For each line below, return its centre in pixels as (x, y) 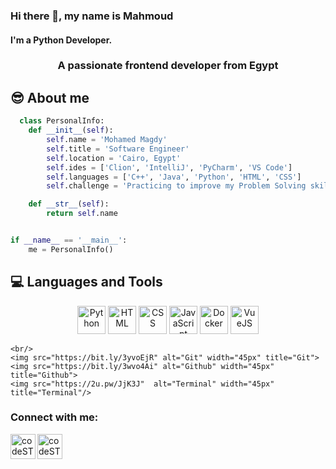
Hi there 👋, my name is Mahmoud (92, 16)
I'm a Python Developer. (61, 40)
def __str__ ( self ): (69, 204)
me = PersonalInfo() (71, 249)
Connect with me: (54, 417)
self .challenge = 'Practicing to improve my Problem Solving (176, 186)
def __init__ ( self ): (71, 130)
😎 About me (50, 97)
